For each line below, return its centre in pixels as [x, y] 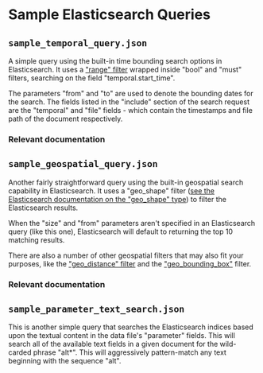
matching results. [37, 239]
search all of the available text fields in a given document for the [113, 344]
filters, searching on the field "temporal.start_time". [92, 78]
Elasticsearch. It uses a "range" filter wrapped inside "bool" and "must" [125, 70]
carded [20, 352]
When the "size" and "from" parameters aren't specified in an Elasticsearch [132, 223]
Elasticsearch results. [43, 208]
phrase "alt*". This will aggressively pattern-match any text [130, 352]
